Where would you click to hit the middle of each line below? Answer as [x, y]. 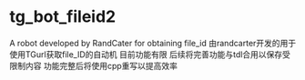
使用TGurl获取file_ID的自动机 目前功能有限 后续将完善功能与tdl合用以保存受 [150, 54]
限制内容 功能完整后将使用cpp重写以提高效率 [94, 65]
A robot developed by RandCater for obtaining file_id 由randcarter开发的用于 [153, 43]
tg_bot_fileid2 [63, 17]
